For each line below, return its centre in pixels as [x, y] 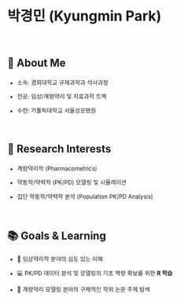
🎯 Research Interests [59, 149]
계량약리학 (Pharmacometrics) [57, 169]
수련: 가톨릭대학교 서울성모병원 [56, 111]
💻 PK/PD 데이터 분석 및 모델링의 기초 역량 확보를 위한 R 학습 [95, 273]
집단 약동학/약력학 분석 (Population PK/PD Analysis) [85, 196]
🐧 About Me [37, 63]
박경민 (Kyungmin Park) [85, 16]
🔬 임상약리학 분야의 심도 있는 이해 [60, 259]
